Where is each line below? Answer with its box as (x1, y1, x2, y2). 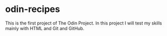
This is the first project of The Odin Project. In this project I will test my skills (5, 20, 162, 26)
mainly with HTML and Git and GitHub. (5, 25, 84, 31)
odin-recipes (5, 3, 60, 15)
